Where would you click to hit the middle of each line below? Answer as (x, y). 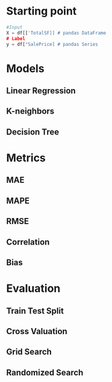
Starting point (42, 11)
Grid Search (29, 352)
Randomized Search (45, 373)
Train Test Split (35, 311)
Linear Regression (41, 91)
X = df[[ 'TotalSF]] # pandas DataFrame (56, 33)
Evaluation (33, 288)
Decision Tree (33, 132)
